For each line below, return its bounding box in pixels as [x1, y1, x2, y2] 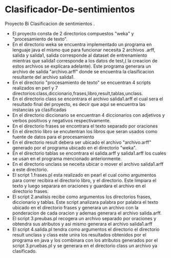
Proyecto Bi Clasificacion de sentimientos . [5, 20, 95, 27]
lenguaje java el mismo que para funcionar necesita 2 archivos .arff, [12, 47, 156, 53]
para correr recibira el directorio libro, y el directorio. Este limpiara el [12, 177, 157, 183]
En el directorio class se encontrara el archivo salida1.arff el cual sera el [12, 96, 163, 102]
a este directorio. [12, 166, 48, 173]
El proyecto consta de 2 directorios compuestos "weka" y [12, 30, 134, 36]
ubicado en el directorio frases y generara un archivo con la [12, 204, 139, 210]
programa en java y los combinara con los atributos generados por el [12, 237, 158, 243]
